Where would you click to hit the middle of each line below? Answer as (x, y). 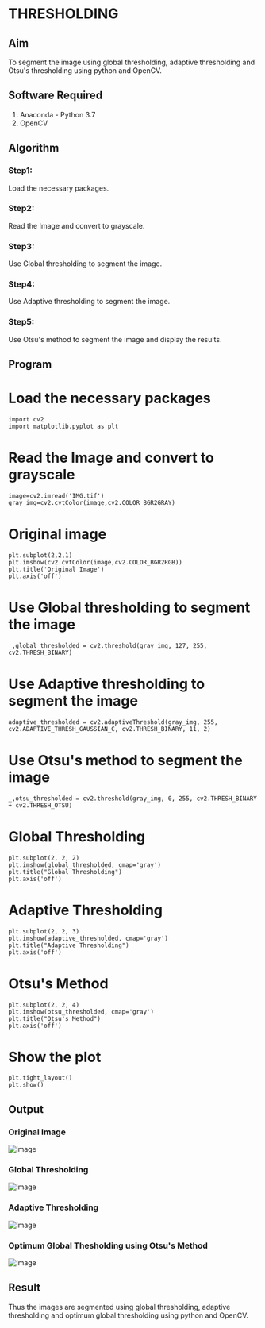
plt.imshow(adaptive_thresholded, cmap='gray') (88, 938)
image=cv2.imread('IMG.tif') (56, 496)
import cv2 (26, 420)
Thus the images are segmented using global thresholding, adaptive (119, 1307)
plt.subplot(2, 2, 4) (44, 1005)
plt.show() (26, 1085)
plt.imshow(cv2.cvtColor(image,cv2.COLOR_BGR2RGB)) (95, 562)
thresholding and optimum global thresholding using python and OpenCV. (128, 1315)
